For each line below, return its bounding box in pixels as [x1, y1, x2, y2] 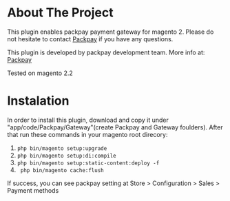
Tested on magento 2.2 [7, 69, 74, 77]
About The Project [7, 5, 114, 21]
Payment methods [7, 186, 59, 194]
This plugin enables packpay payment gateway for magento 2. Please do [7, 28, 214, 36]
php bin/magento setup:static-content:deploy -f [17, 160, 160, 167]
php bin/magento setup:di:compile [17, 152, 116, 159]
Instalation [7, 93, 70, 109]
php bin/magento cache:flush [20, 167, 105, 173]
